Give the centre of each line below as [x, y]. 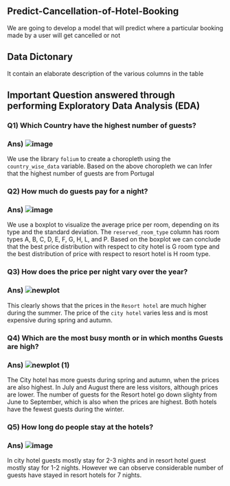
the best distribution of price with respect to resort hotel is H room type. [109, 254]
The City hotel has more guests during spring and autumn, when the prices [113, 380]
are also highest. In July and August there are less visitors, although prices [113, 387]
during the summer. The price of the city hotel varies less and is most [107, 313]
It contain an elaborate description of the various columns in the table [105, 73]
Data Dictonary [40, 57]
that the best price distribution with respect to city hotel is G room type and [113, 246]
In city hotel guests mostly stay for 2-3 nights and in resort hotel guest [107, 461]
